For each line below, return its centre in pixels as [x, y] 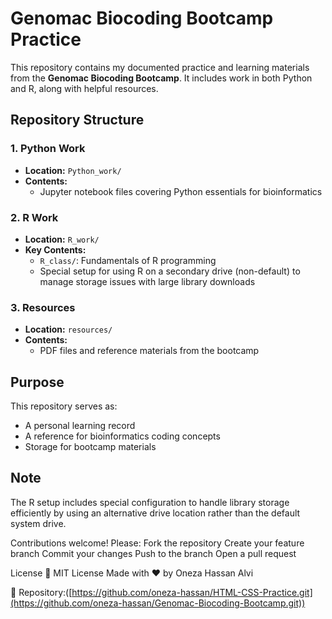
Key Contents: [55, 249]
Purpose [37, 382]
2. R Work [34, 217]
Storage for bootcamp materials [90, 447]
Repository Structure [77, 120]
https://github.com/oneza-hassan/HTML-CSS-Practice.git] [192, 592]
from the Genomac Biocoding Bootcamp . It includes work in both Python [161, 78]
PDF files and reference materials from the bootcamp [149, 351]
